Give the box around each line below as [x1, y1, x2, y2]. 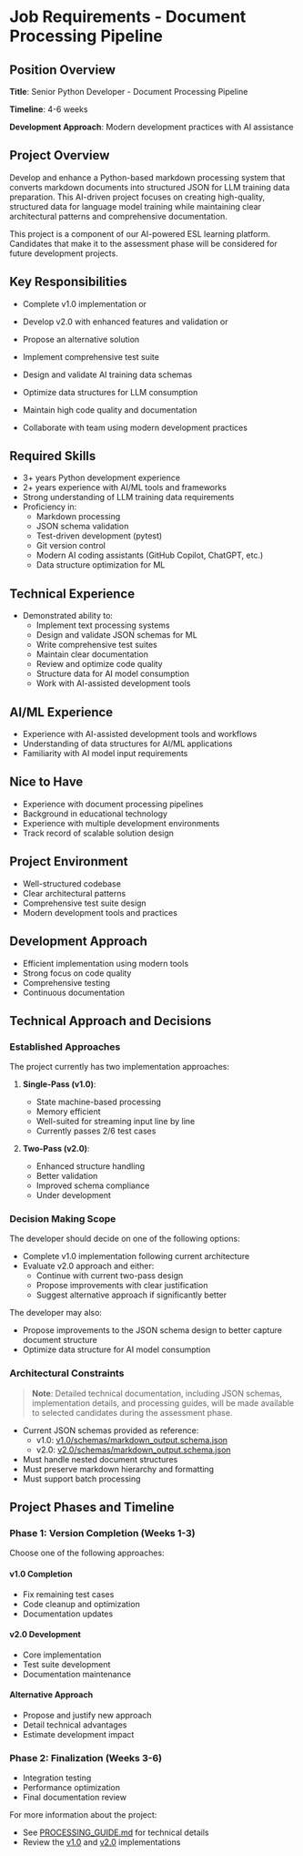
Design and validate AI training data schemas [22, 369, 193, 380]
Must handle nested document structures [22, 1453, 178, 1464]
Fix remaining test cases [22, 1588, 115, 1600]
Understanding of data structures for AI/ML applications [22, 738, 233, 749]
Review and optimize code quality [35, 659, 163, 670]
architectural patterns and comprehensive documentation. [9, 210, 227, 221]
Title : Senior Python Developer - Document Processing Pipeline [9, 87, 248, 97]
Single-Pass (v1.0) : [22, 1079, 96, 1090]
